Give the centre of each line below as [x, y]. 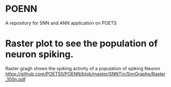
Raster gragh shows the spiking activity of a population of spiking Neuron [83, 68]
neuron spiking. [39, 54]
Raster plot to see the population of [81, 43]
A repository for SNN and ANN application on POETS [61, 23]
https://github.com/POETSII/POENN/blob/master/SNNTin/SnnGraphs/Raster [85, 74]
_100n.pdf [15, 79]
